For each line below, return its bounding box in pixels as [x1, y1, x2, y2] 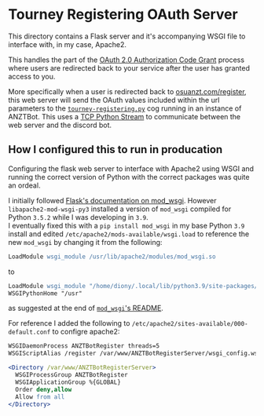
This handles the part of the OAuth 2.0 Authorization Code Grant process [8, 55, 245, 64]
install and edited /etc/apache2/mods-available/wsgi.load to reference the [8, 229, 250, 239]
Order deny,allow [15, 385, 72, 393]
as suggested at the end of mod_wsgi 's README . [8, 304, 163, 313]
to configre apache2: [52, 327, 120, 337]
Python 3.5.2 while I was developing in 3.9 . [8, 212, 149, 221]
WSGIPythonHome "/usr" [8, 289, 82, 297]
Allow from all [15, 392, 65, 401]
